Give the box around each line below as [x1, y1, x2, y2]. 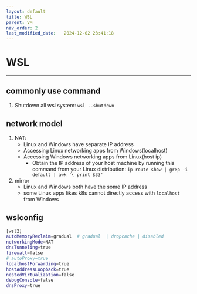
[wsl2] [6, 228, 22, 234]
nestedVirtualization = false [6, 272, 75, 278]
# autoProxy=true [6, 255, 49, 261]
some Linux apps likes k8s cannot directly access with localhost [23, 189, 181, 197]
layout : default [6, 8, 46, 15]
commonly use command [6, 86, 101, 96]
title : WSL [6, 14, 33, 20]
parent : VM [6, 19, 33, 25]
